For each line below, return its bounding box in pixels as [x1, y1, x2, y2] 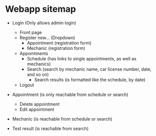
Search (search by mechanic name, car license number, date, [27, 66, 152, 72]
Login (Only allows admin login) [12, 20, 76, 26]
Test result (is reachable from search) [12, 125, 89, 132]
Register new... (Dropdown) [19, 35, 75, 41]
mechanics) [27, 61, 51, 67]
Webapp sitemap [5, 3, 76, 15]
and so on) [27, 71, 49, 77]
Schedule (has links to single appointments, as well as [27, 55, 137, 61]
